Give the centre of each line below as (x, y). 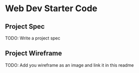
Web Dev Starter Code (51, 9)
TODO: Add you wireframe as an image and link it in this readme (69, 65)
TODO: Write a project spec (33, 38)
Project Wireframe (34, 53)
